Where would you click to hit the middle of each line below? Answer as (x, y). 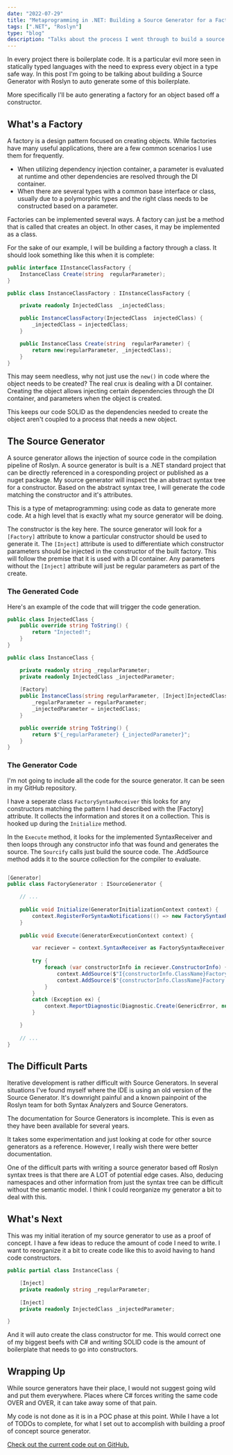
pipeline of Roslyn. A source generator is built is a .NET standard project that (116, 466)
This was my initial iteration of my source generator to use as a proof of (109, 1236)
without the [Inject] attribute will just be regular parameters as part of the (114, 566)
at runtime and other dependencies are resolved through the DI (107, 176)
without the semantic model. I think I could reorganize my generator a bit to (114, 1190)
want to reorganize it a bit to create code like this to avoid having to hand (111, 1251)
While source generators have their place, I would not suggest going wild (112, 1388)
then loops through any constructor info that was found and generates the (113, 844)
